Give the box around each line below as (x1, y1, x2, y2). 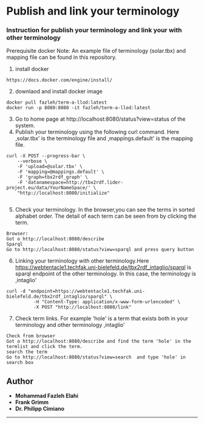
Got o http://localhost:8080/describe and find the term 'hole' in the (6, 338, 191, 345)
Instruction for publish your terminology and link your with (6, 26, 182, 35)
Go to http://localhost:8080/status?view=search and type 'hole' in (6, 354, 186, 360)
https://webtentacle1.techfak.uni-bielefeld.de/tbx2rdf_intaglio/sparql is (15, 264, 191, 271)
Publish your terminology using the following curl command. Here (15, 129, 180, 136)
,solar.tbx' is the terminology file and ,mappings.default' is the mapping (15, 135, 193, 142)
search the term (6, 349, 47, 355)
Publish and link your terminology (6, 4, 180, 18)
